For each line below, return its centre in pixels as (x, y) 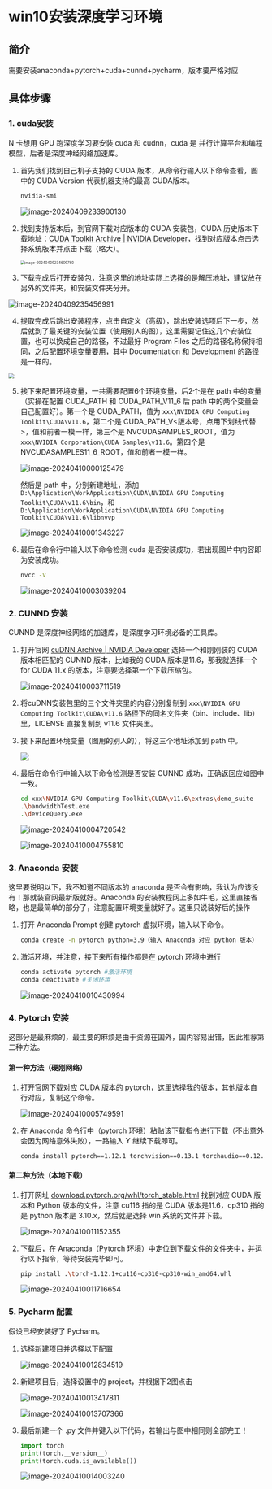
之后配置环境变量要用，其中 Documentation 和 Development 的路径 (147, 351)
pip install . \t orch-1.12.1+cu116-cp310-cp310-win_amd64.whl (126, 1273)
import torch (42, 1445)
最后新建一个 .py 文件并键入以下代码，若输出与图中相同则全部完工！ (134, 1430)
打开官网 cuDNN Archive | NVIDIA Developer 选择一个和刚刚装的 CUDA (139, 650)
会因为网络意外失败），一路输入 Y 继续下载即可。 (101, 1140)
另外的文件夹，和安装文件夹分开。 (77, 287)
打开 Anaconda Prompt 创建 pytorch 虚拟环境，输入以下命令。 (124, 925)
